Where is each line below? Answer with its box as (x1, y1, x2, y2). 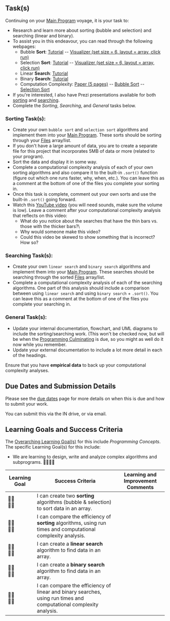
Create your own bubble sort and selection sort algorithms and (12, 126, 148, 133)
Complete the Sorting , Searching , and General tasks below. (12, 102, 137, 108)
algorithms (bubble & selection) (37, 499, 112, 506)
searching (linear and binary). (12, 32, 74, 38)
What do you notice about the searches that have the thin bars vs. (20, 218, 158, 224)
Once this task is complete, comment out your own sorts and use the (12, 191, 156, 197)
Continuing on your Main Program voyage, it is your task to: (5, 17, 129, 23)
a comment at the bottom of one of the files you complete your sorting (12, 181, 159, 187)
